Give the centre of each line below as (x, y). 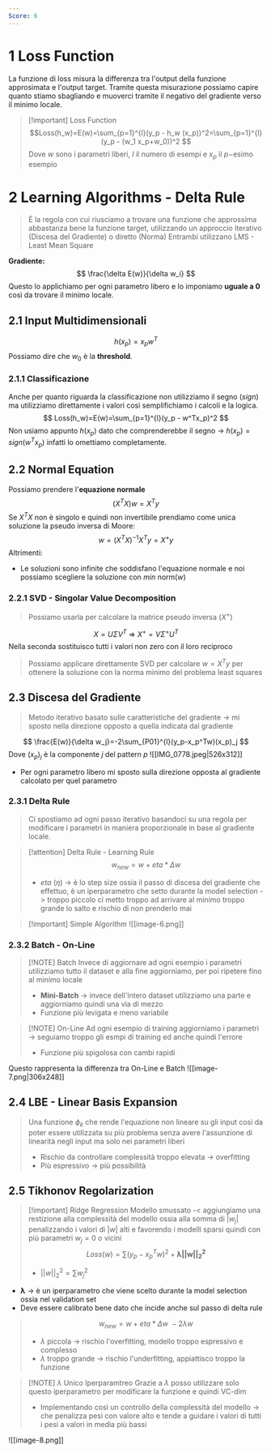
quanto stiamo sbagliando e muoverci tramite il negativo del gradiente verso (135, 96)
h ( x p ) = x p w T (136, 342)
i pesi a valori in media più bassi (93, 1424)
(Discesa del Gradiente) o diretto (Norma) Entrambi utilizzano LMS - (141, 237)
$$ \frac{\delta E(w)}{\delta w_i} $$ (136, 274)
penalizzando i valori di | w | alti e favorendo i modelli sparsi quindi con (144, 1229)
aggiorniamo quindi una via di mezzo (102, 1004)
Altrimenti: (25, 553)
